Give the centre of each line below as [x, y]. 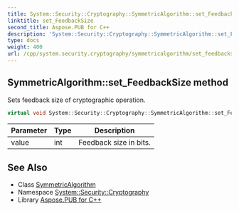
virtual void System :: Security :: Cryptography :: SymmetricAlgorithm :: [111, 113]
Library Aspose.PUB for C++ [59, 200]
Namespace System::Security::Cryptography [83, 192]
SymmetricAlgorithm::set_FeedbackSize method [118, 83]
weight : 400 [25, 47]
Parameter [29, 130]
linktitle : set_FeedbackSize [51, 21]
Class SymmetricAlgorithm [57, 185]
